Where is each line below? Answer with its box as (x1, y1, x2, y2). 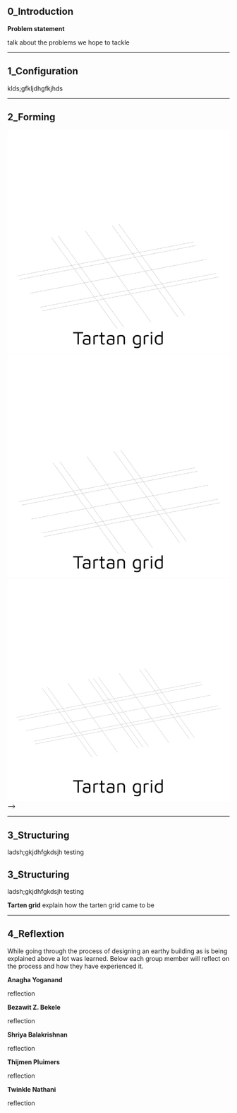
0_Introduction (7, 6, 74, 18)
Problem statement (7, 24, 65, 33)
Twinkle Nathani (7, 1085, 56, 1093)
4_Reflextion (7, 928, 65, 940)
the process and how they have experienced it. (7, 962, 144, 970)
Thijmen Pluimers (7, 1057, 60, 1066)
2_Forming (7, 111, 56, 123)
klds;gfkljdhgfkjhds (7, 84, 63, 93)
